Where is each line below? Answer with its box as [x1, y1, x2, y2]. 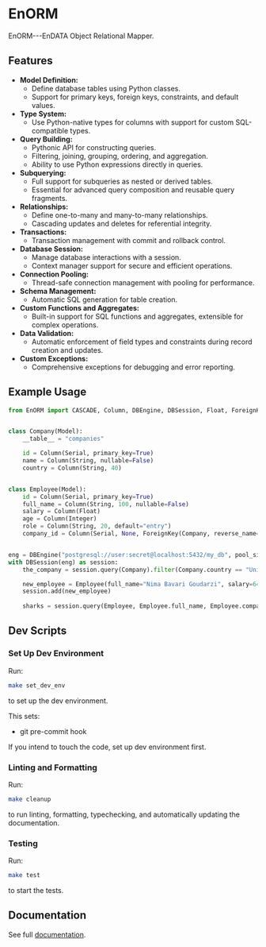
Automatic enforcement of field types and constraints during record [31, 337, 253, 346]
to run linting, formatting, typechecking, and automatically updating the [8, 810, 240, 819]
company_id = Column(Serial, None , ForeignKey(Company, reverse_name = [22, 530, 260, 538]
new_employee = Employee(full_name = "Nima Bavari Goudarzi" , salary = [22, 580, 253, 588]
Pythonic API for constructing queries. [31, 142, 157, 152]
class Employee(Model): [8, 485, 87, 493]
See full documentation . [8, 930, 86, 939]
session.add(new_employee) [22, 587, 112, 596]
